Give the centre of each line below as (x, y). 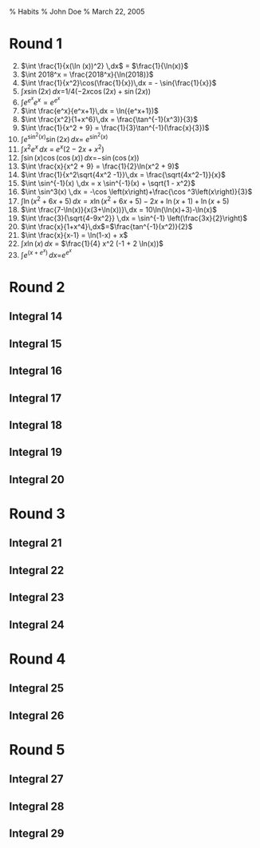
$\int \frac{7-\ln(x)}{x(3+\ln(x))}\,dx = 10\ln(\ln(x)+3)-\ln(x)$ (119, 210)
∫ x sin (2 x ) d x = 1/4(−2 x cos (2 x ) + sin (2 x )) (85, 91)
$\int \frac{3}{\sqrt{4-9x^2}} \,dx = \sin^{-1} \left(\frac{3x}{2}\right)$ (134, 218)
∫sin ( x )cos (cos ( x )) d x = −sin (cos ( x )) (80, 157)
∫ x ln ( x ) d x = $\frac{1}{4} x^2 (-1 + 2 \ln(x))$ (92, 244)
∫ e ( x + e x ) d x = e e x (46, 254)
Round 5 (37, 749)
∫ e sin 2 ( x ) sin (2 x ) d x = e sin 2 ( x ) (64, 138)
